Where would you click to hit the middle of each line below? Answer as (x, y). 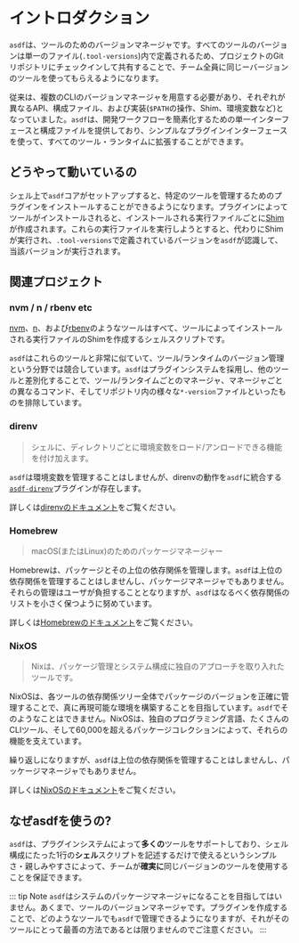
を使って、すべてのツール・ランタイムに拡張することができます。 (129, 141)
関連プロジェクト (56, 282)
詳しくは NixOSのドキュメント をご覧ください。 (95, 790)
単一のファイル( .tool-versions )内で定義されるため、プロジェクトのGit (154, 55)
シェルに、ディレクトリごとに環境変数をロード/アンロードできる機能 (157, 447)
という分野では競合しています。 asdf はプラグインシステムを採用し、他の (141, 370)
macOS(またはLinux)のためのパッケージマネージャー (127, 551)
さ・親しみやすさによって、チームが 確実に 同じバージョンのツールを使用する (149, 866)
